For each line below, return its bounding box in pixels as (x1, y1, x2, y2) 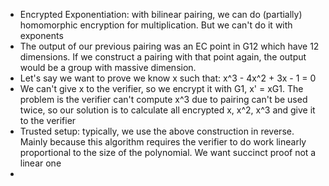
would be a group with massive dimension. (19, 62, 197, 73)
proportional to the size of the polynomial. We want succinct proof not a (19, 147, 317, 158)
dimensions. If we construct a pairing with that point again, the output (19, 51, 307, 63)
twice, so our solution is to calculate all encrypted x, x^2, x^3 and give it (19, 104, 316, 116)
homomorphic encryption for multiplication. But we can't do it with (19, 19, 293, 31)
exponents (19, 30, 64, 41)
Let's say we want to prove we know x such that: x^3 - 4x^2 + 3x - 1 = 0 (19, 72, 317, 84)
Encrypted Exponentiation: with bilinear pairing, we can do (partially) (19, 9, 303, 20)
